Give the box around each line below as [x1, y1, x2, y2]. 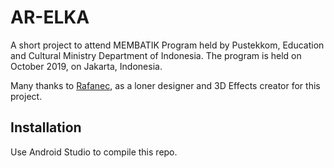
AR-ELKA [10, 6, 90, 29]
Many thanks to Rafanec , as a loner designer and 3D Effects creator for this [10, 79, 321, 91]
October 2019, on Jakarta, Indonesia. [10, 60, 163, 72]
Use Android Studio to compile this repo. [10, 146, 178, 158]
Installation [10, 119, 82, 136]
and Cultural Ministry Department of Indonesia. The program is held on [10, 49, 302, 61]
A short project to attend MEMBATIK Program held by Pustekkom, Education [10, 39, 325, 51]
